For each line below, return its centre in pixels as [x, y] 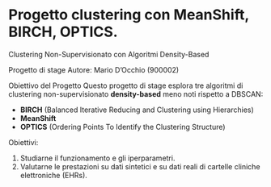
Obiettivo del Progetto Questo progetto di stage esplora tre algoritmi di [126, 85]
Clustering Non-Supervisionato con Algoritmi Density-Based [109, 54]
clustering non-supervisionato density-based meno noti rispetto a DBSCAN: [136, 93]
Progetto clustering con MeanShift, [129, 15]
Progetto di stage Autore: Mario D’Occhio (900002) [94, 69]
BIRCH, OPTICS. [64, 32]
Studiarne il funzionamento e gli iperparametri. [97, 158]
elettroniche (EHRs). [53, 175]
